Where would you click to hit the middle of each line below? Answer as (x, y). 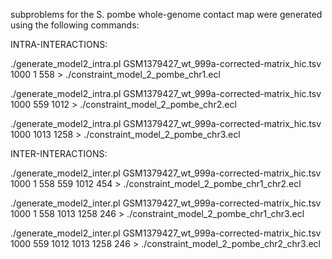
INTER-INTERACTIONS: (59, 153)
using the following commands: (75, 25)
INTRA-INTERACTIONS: (59, 44)
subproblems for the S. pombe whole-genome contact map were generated (166, 14)
